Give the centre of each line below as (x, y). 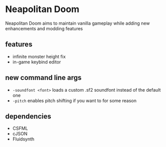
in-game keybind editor (37, 62)
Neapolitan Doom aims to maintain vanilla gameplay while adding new (77, 23)
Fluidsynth (23, 139)
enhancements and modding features (44, 28)
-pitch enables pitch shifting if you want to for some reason (74, 100)
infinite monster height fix (39, 56)
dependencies (28, 116)
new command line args (44, 78)
